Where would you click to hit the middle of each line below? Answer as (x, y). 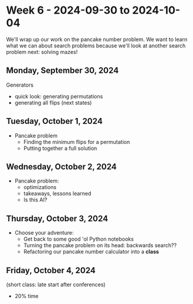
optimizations (40, 187)
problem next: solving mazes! (42, 52)
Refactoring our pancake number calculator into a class (91, 252)
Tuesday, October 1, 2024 (55, 121)
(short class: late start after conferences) (56, 284)
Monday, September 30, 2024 (63, 71)
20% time (27, 296)
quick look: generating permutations (59, 96)
